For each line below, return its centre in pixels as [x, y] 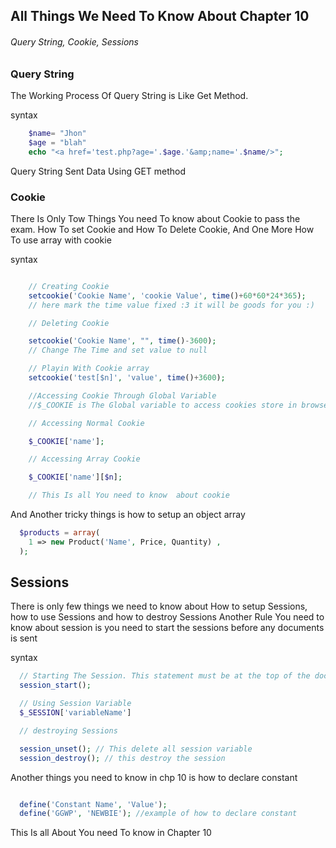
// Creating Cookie [69, 286]
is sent [24, 638]
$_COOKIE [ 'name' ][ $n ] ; [75, 477]
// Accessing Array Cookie [84, 459]
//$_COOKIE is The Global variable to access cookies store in [163, 405]
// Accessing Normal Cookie [86, 423]
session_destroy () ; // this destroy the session [122, 758]
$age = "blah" [57, 142]
